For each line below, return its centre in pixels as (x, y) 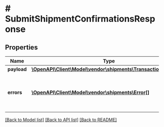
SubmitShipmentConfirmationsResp (80, 19)
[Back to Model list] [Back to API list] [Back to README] (61, 120)
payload (17, 69)
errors (15, 92)
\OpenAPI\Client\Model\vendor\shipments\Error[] (91, 92)
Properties (21, 47)
